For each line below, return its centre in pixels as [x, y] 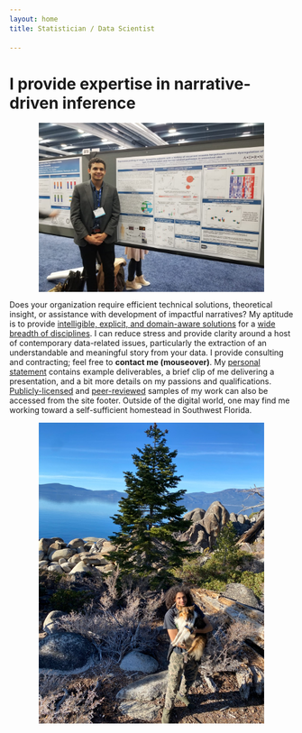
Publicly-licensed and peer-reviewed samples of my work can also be [139, 391]
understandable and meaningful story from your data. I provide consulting [146, 353]
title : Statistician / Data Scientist [82, 28]
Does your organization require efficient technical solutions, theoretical [141, 305]
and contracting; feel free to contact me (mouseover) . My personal [135, 362]
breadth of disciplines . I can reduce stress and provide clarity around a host [150, 334]
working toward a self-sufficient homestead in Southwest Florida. [131, 410]
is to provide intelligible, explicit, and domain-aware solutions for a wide [142, 324]
